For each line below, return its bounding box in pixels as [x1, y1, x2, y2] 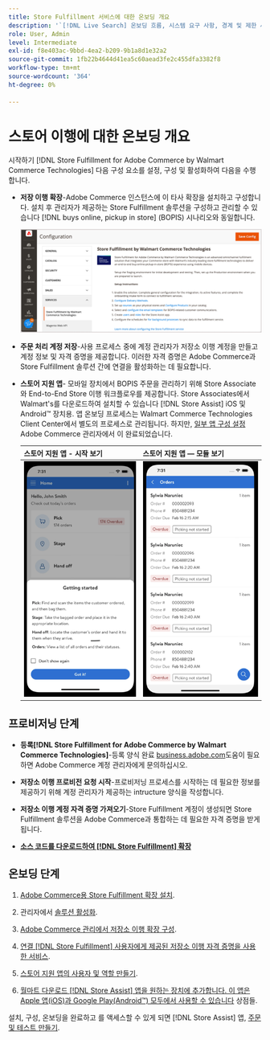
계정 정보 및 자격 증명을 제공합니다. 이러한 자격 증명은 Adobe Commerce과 [19, 352, 256, 362]
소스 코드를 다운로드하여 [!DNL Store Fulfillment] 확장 [19, 841, 191, 851]
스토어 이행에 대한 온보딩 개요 [8, 127, 190, 145]
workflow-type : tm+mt [8, 64, 81, 72]
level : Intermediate [8, 39, 78, 47]
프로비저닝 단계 [8, 717, 80, 731]
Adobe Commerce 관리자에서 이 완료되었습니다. [19, 429, 173, 439]
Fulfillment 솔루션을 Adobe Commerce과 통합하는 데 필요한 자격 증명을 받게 [19, 814, 260, 824]
